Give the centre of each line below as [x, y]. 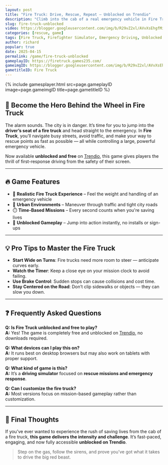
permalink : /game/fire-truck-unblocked [47, 56]
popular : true [20, 47]
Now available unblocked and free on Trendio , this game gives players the [82, 156]
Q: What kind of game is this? [36, 368]
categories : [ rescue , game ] [34, 33]
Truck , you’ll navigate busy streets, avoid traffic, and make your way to [78, 136]
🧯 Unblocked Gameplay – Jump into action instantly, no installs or [80, 222]
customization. [20, 399]
